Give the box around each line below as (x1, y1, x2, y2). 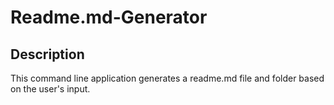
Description (10, 46, 85, 63)
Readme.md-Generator (10, 6, 208, 29)
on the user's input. (10, 83, 91, 95)
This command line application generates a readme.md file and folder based (10, 72, 325, 84)
